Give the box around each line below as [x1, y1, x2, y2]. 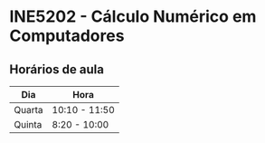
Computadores [9, 25, 125, 46]
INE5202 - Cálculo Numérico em [9, 6, 257, 27]
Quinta [14, 119, 43, 130]
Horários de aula [9, 62, 104, 77]
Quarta [14, 104, 43, 116]
